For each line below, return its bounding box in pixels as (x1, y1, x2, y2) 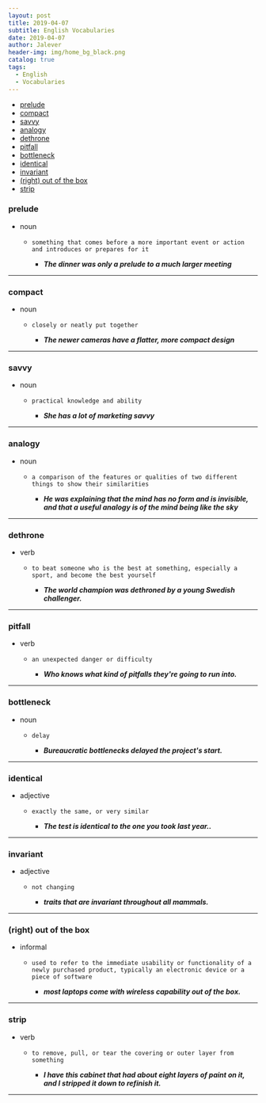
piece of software (31, 973, 93, 981)
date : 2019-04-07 (8, 33, 66, 42)
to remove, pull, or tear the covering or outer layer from (31, 1049, 234, 1057)
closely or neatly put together (31, 322, 139, 330)
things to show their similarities (31, 480, 149, 488)
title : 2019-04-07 (8, 19, 69, 27)
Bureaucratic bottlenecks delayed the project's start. (43, 746, 223, 755)
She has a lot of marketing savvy (43, 411, 155, 421)
